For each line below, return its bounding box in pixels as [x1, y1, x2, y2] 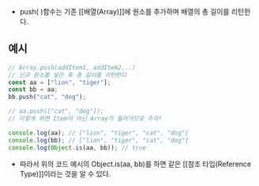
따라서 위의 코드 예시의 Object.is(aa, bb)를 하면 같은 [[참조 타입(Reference [19, 159, 251, 169]
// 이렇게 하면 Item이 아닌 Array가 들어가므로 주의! [8, 115, 163, 123]
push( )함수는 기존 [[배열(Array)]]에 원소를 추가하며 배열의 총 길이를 [19, 7, 230, 16]
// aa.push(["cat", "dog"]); [8, 108, 104, 116]
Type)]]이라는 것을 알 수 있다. [19, 169, 111, 178]
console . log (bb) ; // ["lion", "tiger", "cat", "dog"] [8, 136, 190, 144]
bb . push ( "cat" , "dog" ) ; [8, 93, 87, 101]
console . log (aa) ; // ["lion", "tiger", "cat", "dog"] [8, 129, 190, 137]
